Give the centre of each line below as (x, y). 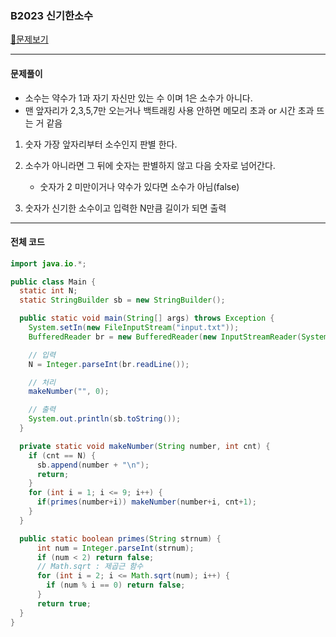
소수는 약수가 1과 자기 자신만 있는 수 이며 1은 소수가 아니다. (138, 98)
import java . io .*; (48, 263)
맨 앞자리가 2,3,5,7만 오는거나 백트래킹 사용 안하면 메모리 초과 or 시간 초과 (169, 110)
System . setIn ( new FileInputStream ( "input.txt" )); (134, 328)
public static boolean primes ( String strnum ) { (120, 538)
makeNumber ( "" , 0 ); (69, 392)
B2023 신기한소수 (52, 15)
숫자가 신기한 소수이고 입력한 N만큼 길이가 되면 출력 (125, 208)
